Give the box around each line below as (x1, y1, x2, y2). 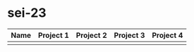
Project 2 (75, 30, 107, 40)
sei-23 (7, 5, 47, 21)
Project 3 (114, 30, 145, 40)
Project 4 (151, 30, 183, 40)
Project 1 (37, 30, 69, 40)
